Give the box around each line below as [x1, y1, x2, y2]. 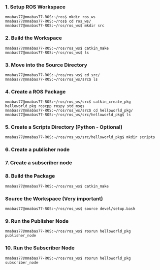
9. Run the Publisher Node [5, 217, 69, 224]
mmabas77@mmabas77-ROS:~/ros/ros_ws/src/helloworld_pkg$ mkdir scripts [5, 135, 155, 140]
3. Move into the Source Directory [5, 61, 88, 68]
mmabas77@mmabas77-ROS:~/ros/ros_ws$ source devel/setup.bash [5, 206, 135, 211]
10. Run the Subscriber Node [5, 244, 75, 251]
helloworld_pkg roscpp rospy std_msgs [5, 104, 85, 109]
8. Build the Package [5, 173, 55, 180]
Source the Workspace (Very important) [5, 195, 103, 202]
